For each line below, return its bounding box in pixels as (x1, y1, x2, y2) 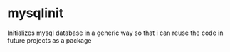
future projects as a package (7, 36, 92, 44)
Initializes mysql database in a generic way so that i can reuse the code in (7, 28, 224, 37)
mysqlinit (7, 5, 64, 21)
